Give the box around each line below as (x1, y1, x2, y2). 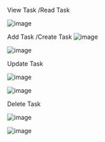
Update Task (7, 60, 44, 68)
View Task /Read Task (7, 6, 70, 14)
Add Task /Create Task (7, 33, 73, 41)
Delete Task (7, 100, 41, 108)
